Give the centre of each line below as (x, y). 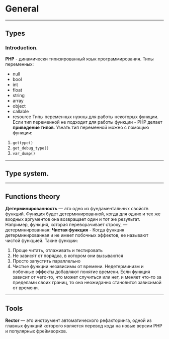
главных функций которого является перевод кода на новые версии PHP (84, 326)
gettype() (23, 143)
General (22, 9)
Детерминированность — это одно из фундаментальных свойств (77, 209)
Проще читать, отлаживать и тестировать (58, 250)
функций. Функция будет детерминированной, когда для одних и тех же (83, 214)
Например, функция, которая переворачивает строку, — (66, 225)
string (19, 95)
